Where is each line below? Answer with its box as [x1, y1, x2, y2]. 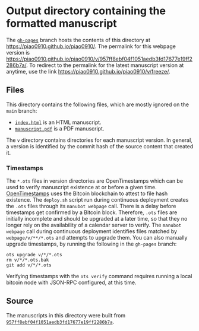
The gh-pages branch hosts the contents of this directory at [6, 36, 150, 43]
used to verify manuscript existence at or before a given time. [6, 184, 157, 191]
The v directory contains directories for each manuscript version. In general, [6, 136, 193, 144]
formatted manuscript [6, 17, 117, 30]
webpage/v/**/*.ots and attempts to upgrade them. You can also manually [6, 234, 188, 241]
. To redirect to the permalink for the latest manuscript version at [26, 61, 184, 69]
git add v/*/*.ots [6, 262, 52, 268]
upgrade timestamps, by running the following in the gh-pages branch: [6, 240, 177, 247]
